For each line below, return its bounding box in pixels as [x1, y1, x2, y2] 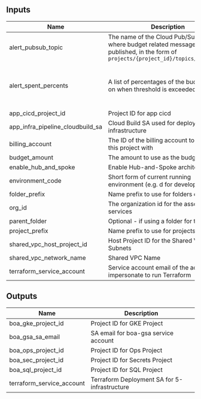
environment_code [9, 176, 62, 185]
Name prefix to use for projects [108, 226, 196, 235]
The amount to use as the [108, 153, 180, 161]
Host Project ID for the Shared [108, 236, 193, 244]
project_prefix [9, 226, 48, 235]
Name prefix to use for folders [108, 190, 193, 198]
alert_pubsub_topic [9, 43, 63, 52]
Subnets [108, 244, 132, 252]
